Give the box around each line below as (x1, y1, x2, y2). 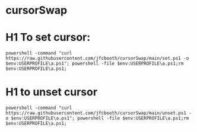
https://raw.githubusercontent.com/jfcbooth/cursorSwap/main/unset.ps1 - (5, 110, 192, 116)
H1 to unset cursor (5, 85, 98, 99)
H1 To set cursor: (5, 31, 91, 44)
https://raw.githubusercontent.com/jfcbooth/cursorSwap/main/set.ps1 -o (5, 56, 189, 62)
